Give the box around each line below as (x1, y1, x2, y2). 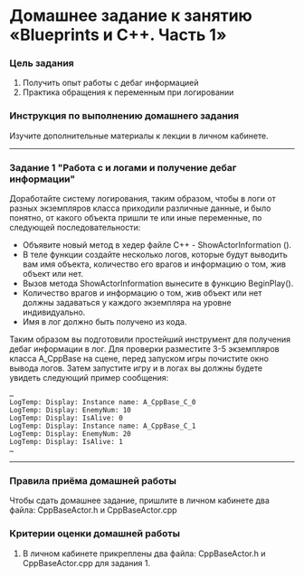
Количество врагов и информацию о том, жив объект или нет (22, 288, 262, 298)
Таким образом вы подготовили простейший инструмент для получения (9, 334, 291, 345)
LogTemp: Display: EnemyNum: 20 (9, 430, 131, 439)
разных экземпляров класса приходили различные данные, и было (9, 203, 271, 213)
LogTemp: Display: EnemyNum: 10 (9, 406, 131, 415)
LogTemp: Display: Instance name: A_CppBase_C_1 (9, 421, 196, 430)
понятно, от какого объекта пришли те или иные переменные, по (9, 213, 262, 223)
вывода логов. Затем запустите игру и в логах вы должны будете (9, 363, 263, 374)
